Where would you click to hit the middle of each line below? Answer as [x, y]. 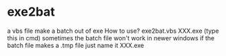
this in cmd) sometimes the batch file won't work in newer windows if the [111, 38]
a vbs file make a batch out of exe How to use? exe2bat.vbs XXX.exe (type [113, 31]
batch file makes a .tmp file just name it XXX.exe [76, 45]
